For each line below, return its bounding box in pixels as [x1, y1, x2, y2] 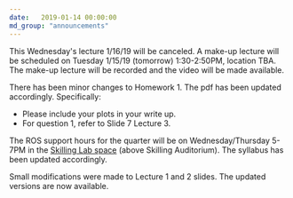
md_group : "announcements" [9, 21, 109, 30]
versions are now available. [9, 180, 109, 191]
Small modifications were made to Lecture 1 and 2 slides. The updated [9, 170, 266, 182]
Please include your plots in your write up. [21, 108, 177, 119]
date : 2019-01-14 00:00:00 [9, 12, 117, 22]
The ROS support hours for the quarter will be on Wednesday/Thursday [9, 135, 271, 146]
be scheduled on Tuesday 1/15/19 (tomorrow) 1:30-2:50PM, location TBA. [9, 55, 277, 66]
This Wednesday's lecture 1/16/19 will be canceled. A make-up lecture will [9, 45, 280, 56]
